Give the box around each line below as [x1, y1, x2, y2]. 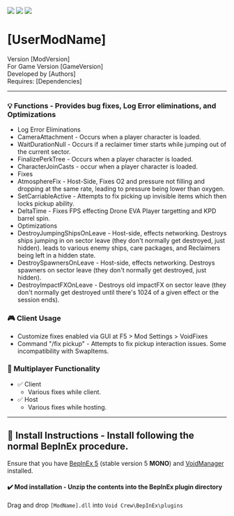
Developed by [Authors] [7, 70, 76, 78]
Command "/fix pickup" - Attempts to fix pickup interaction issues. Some [17, 339, 226, 347]
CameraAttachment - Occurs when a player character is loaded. [17, 133, 201, 141]
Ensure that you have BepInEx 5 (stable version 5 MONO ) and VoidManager [7, 459, 224, 467]
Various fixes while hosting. [27, 402, 107, 411]
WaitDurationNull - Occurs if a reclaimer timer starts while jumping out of [17, 140, 226, 149]
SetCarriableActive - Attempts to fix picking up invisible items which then [17, 192, 227, 201]
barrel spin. [17, 214, 51, 223]
